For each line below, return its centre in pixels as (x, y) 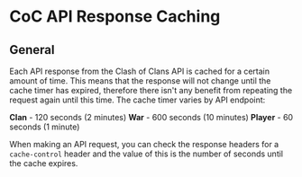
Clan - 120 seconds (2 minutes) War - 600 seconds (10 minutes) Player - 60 (151, 117)
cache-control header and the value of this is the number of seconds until (146, 154)
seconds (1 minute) (45, 127)
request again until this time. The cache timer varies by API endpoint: (137, 100)
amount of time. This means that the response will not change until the (140, 81)
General (32, 50)
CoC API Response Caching (115, 17)
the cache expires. (44, 163)
